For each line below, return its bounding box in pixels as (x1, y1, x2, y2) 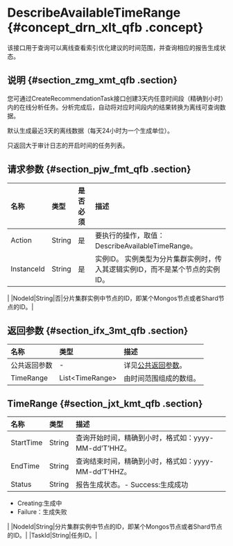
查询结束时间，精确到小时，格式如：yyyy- (75, 456, 214, 466)
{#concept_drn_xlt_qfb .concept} (7, 19, 204, 35)
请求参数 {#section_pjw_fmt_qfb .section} (7, 163, 191, 175)
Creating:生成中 (17, 499, 62, 508)
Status (10, 479, 32, 489)
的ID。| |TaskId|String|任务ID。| (7, 531, 98, 540)
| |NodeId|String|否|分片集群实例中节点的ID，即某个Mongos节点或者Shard (7, 294, 218, 302)
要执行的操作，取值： (94, 231, 165, 240)
